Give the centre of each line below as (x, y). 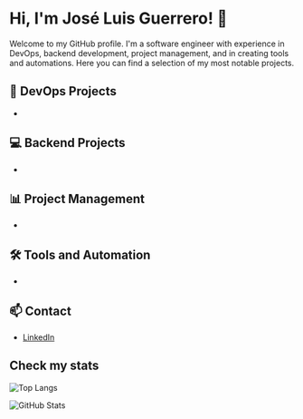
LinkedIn (38, 337)
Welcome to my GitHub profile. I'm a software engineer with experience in (147, 44)
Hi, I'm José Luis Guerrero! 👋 (118, 19)
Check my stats (54, 366)
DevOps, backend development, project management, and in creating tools (149, 53)
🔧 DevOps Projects (63, 91)
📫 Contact (41, 311)
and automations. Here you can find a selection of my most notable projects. (152, 63)
